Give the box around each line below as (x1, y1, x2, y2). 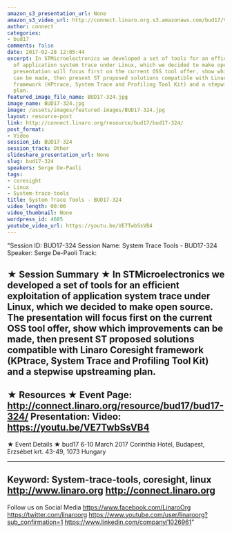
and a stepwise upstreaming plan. (7, 366, 157, 377)
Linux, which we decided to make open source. (7, 301, 213, 312)
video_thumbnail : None (7, 209, 72, 216)
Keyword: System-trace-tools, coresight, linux (7, 474, 212, 486)
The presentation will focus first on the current (7, 312, 213, 324)
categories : (7, 29, 41, 37)
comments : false (7, 42, 54, 49)
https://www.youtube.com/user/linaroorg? (88, 510, 209, 518)
